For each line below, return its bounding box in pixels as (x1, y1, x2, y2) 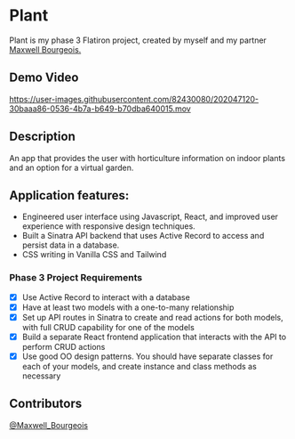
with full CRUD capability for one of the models (21, 321, 195, 332)
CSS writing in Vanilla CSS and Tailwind (21, 249, 167, 260)
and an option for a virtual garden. (9, 162, 134, 173)
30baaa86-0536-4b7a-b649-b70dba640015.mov (9, 103, 191, 114)
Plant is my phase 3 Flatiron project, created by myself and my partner (9, 35, 267, 45)
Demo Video (9, 70, 79, 85)
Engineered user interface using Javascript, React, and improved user (21, 211, 278, 223)
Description (9, 129, 76, 144)
